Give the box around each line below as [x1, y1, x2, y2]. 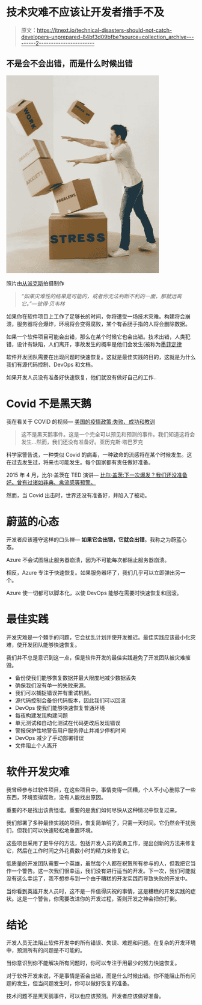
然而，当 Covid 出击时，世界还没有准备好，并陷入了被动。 [6, 491, 150, 499]
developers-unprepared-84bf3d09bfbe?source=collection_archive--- [20, 33, 194, 40]
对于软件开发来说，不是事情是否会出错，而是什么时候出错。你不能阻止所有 [6, 972, 191, 980]
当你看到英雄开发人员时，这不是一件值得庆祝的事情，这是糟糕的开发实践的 [6, 887, 191, 894]
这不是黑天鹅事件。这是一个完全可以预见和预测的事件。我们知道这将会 [20, 430, 195, 438]
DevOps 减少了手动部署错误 [14, 734, 84, 741]
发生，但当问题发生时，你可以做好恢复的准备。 [16, 980, 133, 987]
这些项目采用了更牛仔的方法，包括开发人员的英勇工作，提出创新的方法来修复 [6, 839, 196, 846]
